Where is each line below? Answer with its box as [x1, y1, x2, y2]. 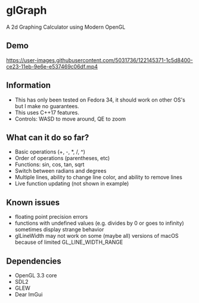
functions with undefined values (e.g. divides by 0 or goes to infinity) [14, 219, 185, 227]
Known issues [6, 197, 60, 207]
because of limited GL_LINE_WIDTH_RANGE [14, 238, 123, 246]
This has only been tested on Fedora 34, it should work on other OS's [14, 96, 186, 103]
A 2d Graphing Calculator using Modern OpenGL [6, 23, 126, 30]
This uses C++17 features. [14, 109, 79, 116]
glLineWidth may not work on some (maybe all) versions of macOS [14, 232, 179, 240]
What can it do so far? [6, 132, 89, 142]
